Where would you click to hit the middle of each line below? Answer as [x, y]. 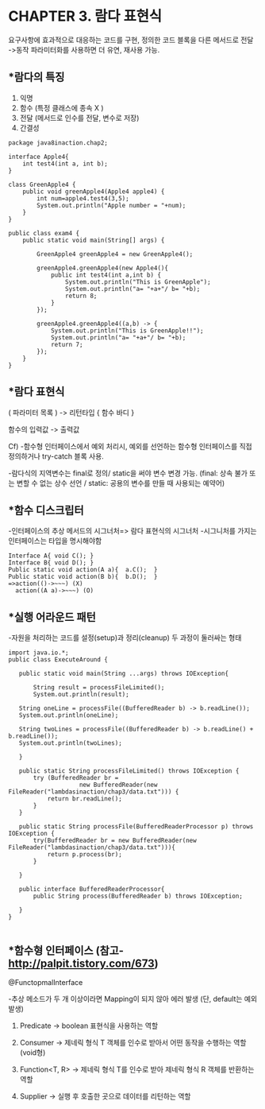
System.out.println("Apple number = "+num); [111, 205]
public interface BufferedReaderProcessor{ [92, 890]
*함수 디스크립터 [46, 510]
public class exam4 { [44, 233]
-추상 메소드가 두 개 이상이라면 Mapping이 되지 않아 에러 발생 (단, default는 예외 [133, 999]
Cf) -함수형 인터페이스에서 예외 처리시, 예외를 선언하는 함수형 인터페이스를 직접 [130, 446]
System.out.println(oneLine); [69, 715]
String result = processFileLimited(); [99, 688]
